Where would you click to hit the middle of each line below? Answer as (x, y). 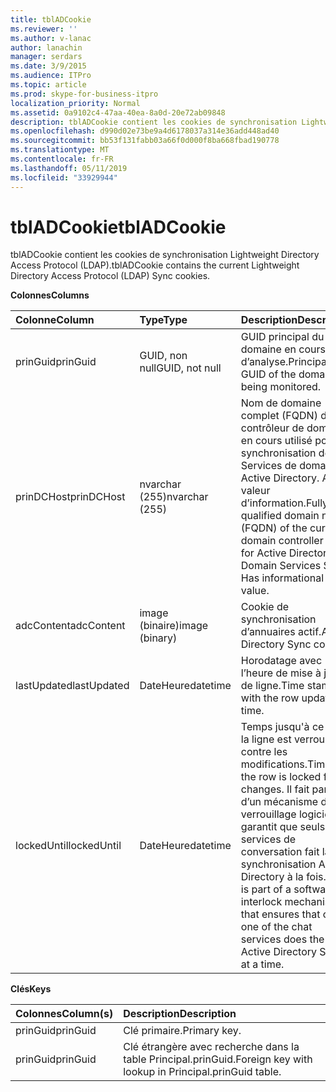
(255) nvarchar (174, 497)
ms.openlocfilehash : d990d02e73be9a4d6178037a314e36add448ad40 (145, 131)
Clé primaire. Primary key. (182, 1031)
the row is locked (281, 777)
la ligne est (266, 739)
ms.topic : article (48, 85)
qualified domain (280, 516)
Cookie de (265, 607)
